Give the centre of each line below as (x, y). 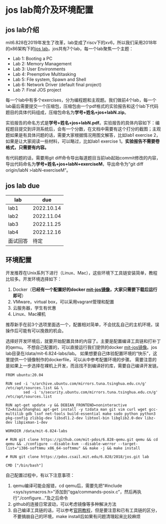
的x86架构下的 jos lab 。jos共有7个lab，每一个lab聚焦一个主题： (69, 49)
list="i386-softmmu (26, 448)
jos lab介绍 (22, 30)
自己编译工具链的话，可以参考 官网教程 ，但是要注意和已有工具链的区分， (86, 510)
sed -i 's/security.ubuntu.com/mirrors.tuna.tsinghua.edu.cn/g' (91, 392)
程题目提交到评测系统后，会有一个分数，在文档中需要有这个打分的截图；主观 (83, 129)
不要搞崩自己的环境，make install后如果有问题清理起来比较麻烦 (77, 516)
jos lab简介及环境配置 (50, 10)
